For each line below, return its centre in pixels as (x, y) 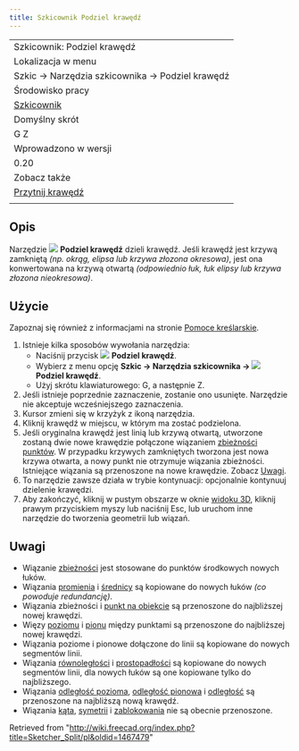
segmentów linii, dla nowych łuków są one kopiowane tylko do (137, 672)
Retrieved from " (39, 728)
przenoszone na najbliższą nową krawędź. (100, 701)
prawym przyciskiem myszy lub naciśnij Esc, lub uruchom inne (137, 509)
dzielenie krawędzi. (58, 490)
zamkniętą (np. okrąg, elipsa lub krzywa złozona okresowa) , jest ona (136, 259)
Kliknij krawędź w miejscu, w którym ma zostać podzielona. (132, 423)
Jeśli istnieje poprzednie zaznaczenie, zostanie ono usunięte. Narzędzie (155, 395)
